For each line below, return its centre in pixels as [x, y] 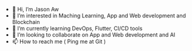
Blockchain [26, 22]
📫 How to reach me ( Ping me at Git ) [59, 41]
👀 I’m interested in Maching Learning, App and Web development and [99, 16]
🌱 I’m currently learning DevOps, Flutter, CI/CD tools [77, 28]
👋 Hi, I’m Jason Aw [36, 9]
